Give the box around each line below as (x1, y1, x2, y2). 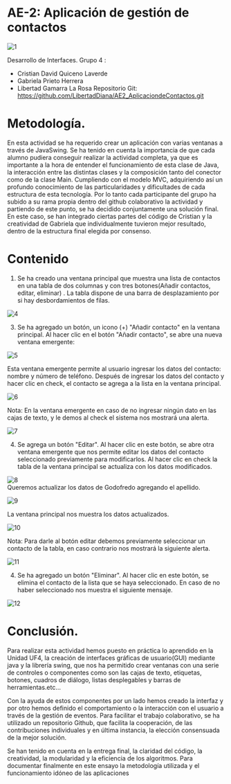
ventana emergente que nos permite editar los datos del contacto (17, 447, 204, 456)
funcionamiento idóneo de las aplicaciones (7, 769, 129, 777)
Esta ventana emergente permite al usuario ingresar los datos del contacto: (7, 364, 221, 373)
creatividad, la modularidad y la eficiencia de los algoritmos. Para (7, 754, 194, 763)
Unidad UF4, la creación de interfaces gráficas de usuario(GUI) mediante (7, 653, 216, 662)
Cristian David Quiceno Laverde (17, 69, 109, 78)
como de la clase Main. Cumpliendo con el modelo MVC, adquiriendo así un (7, 175, 223, 184)
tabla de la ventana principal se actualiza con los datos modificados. (17, 462, 212, 470)
